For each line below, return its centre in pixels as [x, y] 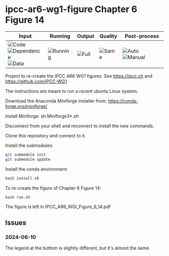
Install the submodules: [29, 145]
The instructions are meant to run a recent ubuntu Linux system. [72, 91]
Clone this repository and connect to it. [46, 135]
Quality [108, 36]
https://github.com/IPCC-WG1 [36, 81]
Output [86, 36]
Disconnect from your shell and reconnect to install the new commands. [80, 126]
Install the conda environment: [37, 169]
